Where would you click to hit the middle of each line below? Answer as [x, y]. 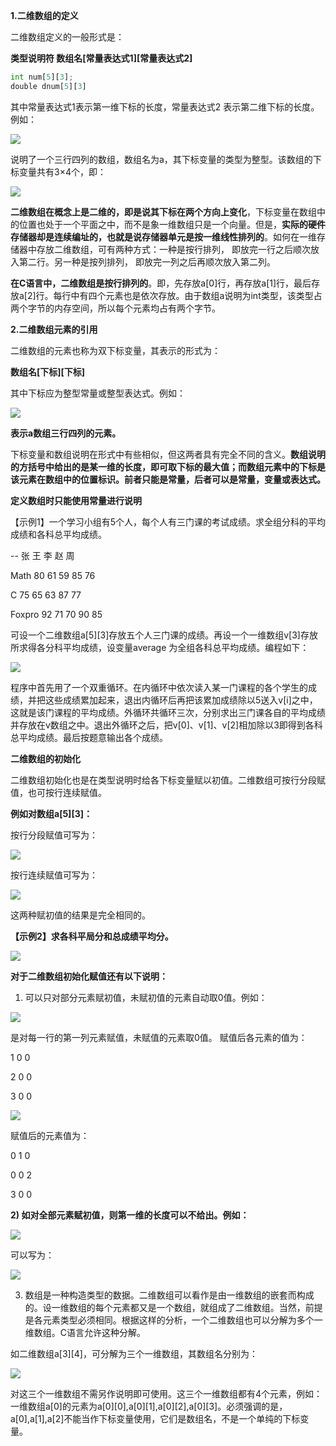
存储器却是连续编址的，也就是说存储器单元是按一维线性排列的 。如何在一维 [163, 236]
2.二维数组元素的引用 [54, 329]
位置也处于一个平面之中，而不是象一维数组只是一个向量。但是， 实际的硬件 [172, 224]
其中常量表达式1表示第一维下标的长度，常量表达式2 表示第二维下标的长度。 [165, 106]
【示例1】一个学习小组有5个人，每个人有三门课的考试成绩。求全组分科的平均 [168, 521]
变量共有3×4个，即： [62, 171]
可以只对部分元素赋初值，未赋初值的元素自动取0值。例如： [146, 997]
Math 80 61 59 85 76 [53, 575]
